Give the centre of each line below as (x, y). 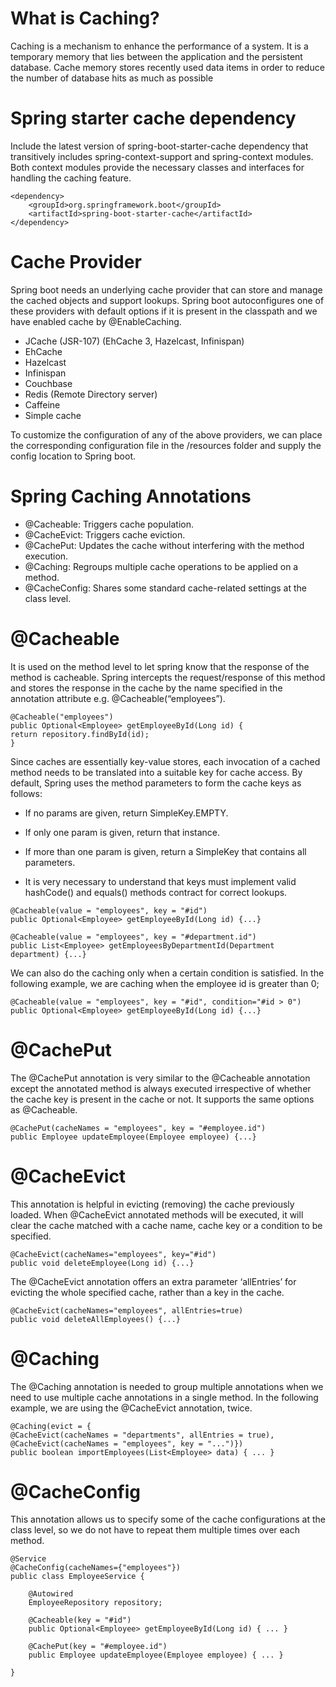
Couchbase (48, 383)
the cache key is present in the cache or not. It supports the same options (162, 1099)
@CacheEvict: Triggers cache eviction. (105, 534)
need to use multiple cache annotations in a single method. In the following (164, 1397)
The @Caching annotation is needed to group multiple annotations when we (167, 1386)
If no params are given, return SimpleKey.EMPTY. (126, 813)
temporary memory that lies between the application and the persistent (156, 56)
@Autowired (51, 1594)
